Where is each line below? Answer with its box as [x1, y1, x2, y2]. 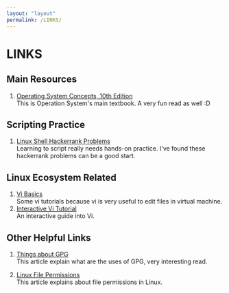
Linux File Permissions [16, 270, 80, 279]
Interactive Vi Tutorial [16, 204, 77, 213]
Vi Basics [16, 190, 43, 198]
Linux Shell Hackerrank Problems [16, 137, 110, 145]
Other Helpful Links [6, 232, 91, 243]
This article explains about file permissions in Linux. [16, 278, 162, 286]
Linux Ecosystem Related [6, 171, 117, 183]
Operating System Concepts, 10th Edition [16, 91, 133, 100]
